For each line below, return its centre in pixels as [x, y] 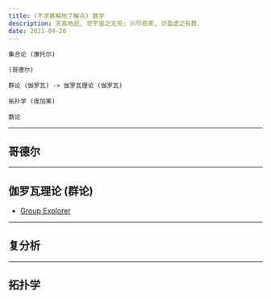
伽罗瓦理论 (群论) [51, 191]
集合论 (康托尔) [32, 55]
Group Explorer [45, 211]
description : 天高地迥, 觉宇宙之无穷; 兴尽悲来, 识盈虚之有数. [105, 23]
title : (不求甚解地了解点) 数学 [56, 16]
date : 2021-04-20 [38, 31]
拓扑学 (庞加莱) [32, 102]
